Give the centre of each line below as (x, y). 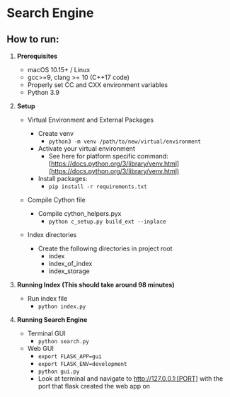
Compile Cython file (56, 200)
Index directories (52, 235)
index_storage (69, 271)
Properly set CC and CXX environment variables (97, 85)
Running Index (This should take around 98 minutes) (96, 285)
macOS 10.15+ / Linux (59, 70)
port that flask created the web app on (94, 386)
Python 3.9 (44, 92)
